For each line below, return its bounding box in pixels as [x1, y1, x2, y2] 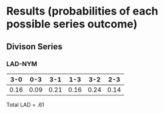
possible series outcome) [6, 17, 138, 31]
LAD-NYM [6, 60, 38, 68]
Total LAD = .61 [6, 101, 45, 108]
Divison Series [6, 41, 63, 52]
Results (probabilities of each [6, 4, 159, 18]
